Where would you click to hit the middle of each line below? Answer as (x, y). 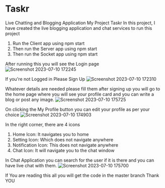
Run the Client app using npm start (49, 43)
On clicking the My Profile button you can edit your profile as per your (77, 109)
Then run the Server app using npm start (55, 49)
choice (12, 115)
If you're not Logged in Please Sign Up (45, 79)
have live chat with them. (31, 165)
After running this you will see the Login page (52, 64)
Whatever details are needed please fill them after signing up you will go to (83, 88)
